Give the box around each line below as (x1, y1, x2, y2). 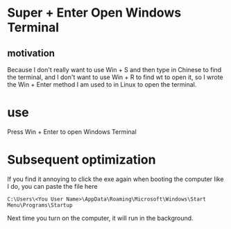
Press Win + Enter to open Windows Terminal (7, 127, 137, 136)
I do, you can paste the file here (7, 182, 99, 190)
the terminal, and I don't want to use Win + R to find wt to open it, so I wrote (7, 73, 223, 81)
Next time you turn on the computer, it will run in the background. (7, 214, 194, 222)
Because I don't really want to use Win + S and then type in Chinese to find (7, 66, 222, 74)
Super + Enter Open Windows (7, 5, 182, 21)
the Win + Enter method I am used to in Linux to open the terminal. (7, 80, 197, 88)
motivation (7, 47, 55, 59)
